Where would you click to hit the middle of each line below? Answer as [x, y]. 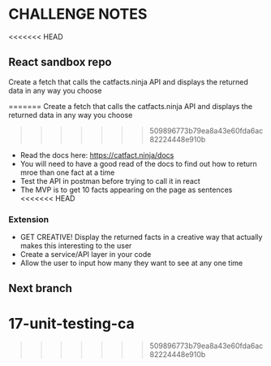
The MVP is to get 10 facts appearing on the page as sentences [126, 190]
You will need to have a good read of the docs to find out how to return [138, 163]
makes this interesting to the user [76, 246]
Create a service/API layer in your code [86, 255]
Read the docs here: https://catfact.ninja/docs [97, 155]
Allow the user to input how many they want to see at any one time [131, 263]
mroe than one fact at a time [67, 172]
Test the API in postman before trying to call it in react [110, 181]
